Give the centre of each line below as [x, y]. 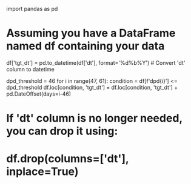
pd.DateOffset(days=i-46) [39, 94]
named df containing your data [85, 46]
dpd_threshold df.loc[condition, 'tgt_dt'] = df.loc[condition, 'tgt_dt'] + [92, 87]
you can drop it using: [62, 131]
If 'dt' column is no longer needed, [95, 118]
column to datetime [30, 69]
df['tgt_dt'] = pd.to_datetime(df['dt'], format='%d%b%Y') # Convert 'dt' [96, 62]
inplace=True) [42, 172]
